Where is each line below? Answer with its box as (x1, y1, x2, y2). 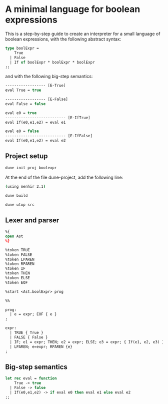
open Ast (5, 234, 23, 239)
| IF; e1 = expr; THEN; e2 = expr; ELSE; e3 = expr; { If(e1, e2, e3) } (9, 339, 164, 344)
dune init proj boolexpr (5, 165, 57, 170)
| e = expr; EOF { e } (9, 312, 57, 317)
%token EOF (5, 280, 28, 285)
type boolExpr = (5, 46, 39, 51)
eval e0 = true (5, 110, 37, 116)
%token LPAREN (5, 257, 35, 262)
